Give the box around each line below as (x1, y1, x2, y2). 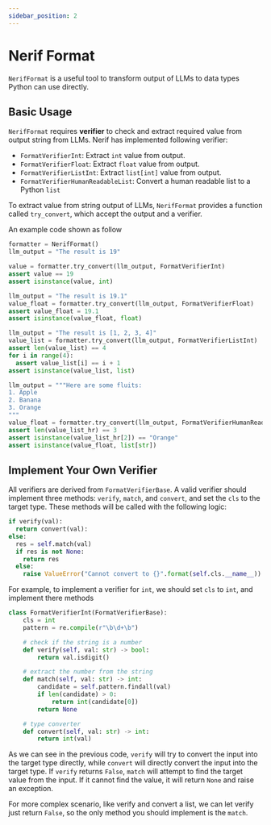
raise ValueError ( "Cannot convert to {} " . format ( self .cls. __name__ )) (23, 570, 262, 578)
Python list (19, 185, 60, 194)
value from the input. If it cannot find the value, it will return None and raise (8, 775, 254, 785)
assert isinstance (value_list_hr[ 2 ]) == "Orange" (8, 433, 179, 442)
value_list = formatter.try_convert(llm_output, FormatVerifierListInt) (8, 336, 258, 345)
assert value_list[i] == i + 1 (15, 359, 121, 367)
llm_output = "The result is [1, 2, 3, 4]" (8, 329, 157, 337)
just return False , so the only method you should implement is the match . (8, 808, 248, 818)
